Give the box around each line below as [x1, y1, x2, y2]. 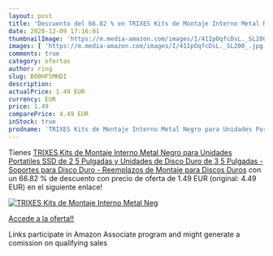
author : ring [8, 65, 53, 73]
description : [8, 80, 53, 88]
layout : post [8, 11, 53, 20]
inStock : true [8, 118, 57, 126]
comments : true [8, 50, 60, 58]
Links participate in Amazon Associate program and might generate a [8, 229, 240, 239]
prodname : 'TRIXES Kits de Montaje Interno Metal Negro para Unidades [8, 125, 253, 133]
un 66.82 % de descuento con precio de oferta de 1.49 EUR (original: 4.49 [8, 173, 258, 183]
